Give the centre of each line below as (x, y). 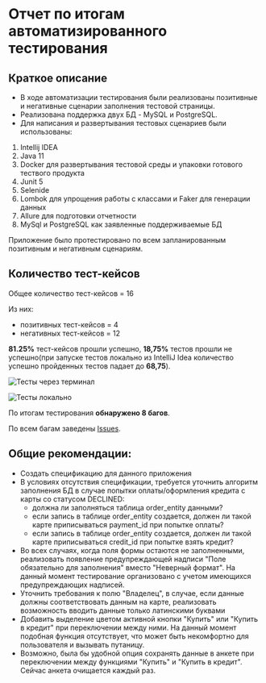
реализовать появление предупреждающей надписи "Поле (123, 559)
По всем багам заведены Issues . (64, 428)
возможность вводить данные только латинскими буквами (123, 610)
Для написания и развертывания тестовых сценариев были (123, 123)
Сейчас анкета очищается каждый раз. (87, 670)
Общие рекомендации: (70, 454)
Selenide (35, 190)
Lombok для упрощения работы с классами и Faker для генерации (135, 199)
